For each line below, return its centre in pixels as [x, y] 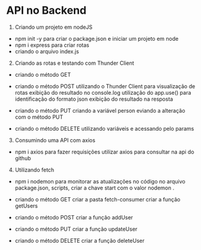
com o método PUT [39, 117]
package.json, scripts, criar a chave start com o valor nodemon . [94, 188]
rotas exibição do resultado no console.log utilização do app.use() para [103, 92]
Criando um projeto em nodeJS [54, 27]
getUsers [26, 206]
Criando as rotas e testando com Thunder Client [74, 63]
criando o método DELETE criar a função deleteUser [80, 240]
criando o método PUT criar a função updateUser [76, 229]
